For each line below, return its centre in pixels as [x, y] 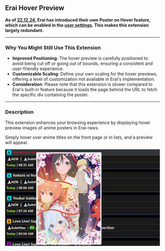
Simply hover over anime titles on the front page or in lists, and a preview [79, 137]
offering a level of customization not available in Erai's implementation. [84, 79]
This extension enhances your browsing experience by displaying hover [78, 123]
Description [19, 112]
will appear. [17, 143]
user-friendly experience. [38, 69]
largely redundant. [25, 30]
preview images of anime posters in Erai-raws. [52, 128]
